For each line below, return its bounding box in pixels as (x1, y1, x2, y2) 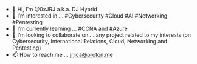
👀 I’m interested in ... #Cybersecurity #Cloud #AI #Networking (12, 12, 168, 19)
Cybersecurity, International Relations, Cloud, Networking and (12, 38, 167, 45)
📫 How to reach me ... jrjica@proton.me (12, 51, 114, 58)
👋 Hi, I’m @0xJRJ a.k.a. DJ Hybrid (12, 6, 97, 13)
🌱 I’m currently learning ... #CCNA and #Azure (12, 25, 128, 32)
